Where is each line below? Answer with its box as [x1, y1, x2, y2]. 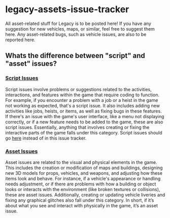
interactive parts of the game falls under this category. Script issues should [5, 129, 162, 135]
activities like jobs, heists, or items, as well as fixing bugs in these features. [5, 108, 162, 114]
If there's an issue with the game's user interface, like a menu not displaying [5, 113, 164, 119]
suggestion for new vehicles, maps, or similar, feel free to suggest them [5, 25, 155, 32]
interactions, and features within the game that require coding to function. [5, 92, 160, 98]
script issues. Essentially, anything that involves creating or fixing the [5, 124, 150, 130]
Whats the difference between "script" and [5, 51, 146, 60]
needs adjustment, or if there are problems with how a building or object [5, 181, 156, 187]
